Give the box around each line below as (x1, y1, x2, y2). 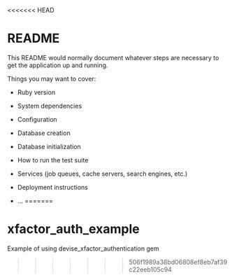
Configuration (17, 115, 57, 123)
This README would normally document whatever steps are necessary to (7, 53, 219, 62)
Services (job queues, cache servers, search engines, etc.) (17, 169, 188, 178)
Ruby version (17, 87, 56, 97)
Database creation (17, 129, 71, 137)
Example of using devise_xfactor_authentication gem (7, 244, 159, 253)
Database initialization (17, 142, 82, 150)
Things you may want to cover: (7, 74, 96, 83)
